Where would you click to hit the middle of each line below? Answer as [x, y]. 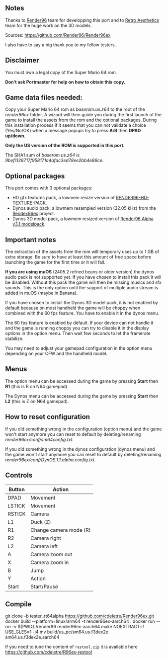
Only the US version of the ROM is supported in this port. [65, 146]
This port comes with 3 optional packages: [49, 188]
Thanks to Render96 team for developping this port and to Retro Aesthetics [82, 20]
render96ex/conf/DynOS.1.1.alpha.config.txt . [50, 460]
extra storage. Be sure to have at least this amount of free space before [78, 257]
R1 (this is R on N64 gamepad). [37, 386]
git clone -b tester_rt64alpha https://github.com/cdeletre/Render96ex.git [80, 616]
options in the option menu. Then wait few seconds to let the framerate [78, 333]
